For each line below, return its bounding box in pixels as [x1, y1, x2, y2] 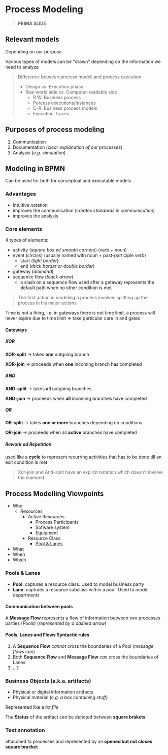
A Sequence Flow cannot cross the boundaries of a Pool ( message [12, 643, 154, 649]
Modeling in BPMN [5, 164, 65, 173]
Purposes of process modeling [5, 125, 105, 134]
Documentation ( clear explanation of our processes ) [12, 144, 123, 150]
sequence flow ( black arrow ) [12, 273, 74, 280]
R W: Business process [32, 94, 81, 100]
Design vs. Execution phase [25, 83, 84, 89]
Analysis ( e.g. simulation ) [12, 149, 66, 155]
